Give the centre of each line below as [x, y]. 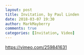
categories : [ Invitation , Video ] [40, 33]
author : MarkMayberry [28, 24]
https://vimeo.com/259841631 [36, 47]
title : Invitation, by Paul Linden [42, 14]
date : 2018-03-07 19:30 [30, 19]
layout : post [19, 10]
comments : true [21, 28]
